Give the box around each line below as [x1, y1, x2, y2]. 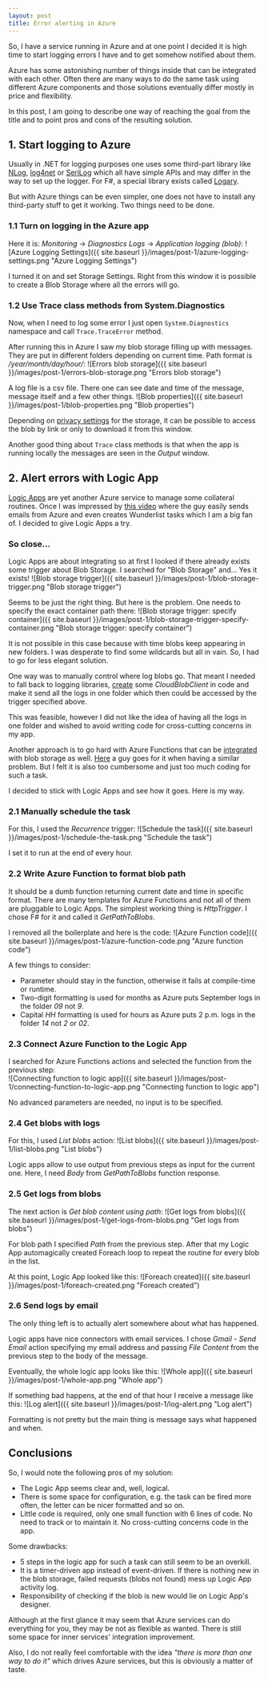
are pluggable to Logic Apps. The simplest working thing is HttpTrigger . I [8, 903, 248, 913]
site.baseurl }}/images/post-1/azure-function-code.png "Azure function [8, 935, 244, 946]
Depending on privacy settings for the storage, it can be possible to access [8, 415, 256, 425]
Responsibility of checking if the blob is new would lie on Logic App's [19, 1590, 249, 1600]
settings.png [8, 256, 50, 265]
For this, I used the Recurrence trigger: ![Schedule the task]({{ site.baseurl [8, 824, 254, 834]
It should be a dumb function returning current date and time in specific [8, 887, 244, 896]
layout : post [8, 11, 52, 20]
